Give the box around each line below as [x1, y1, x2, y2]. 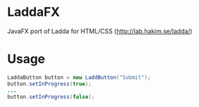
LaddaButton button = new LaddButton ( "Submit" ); [7, 74, 151, 81]
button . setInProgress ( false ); [7, 93, 95, 100]
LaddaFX [7, 4, 61, 20]
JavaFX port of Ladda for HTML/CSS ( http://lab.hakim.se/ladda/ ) [7, 27, 193, 35]
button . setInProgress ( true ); [7, 80, 92, 87]
